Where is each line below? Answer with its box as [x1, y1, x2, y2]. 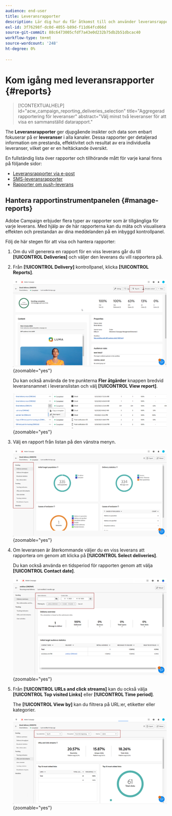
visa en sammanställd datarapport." [17, 119, 93, 125]
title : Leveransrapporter [5, 13, 60, 19]
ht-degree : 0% [5, 46, 36, 51]
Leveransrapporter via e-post [12, 170, 75, 177]
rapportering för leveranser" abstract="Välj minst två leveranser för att [17, 113, 166, 119]
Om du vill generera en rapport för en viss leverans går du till [12, 249, 141, 255]
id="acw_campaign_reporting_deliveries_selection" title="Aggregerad [17, 108, 165, 114]
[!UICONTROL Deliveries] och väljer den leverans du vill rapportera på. [12, 254, 163, 260]
